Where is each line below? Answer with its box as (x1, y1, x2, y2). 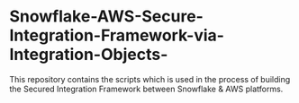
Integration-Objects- (9, 45, 168, 64)
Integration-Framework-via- (9, 25, 225, 46)
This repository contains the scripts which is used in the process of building (9, 73, 291, 84)
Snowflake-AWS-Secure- (9, 6, 204, 27)
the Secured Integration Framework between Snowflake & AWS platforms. (9, 83, 284, 94)
